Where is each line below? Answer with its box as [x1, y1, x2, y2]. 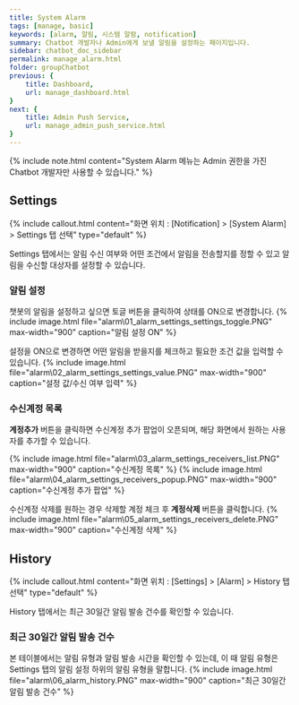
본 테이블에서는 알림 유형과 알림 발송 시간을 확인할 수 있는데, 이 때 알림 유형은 [9, 653, 279, 664]
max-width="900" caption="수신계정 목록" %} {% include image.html [9, 464, 262, 475]
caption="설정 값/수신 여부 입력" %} [9, 377, 137, 388]
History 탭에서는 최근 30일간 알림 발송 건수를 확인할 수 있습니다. [9, 606, 235, 617]
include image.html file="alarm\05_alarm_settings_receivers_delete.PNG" [9, 514, 279, 525]
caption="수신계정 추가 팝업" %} [9, 485, 125, 495]
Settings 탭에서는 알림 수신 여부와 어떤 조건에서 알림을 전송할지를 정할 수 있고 [9, 248, 280, 259]
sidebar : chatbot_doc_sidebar [9, 47, 123, 56]
